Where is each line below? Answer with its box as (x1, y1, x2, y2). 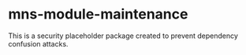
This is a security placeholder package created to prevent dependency (8, 31, 239, 40)
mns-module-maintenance (8, 5, 188, 23)
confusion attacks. (8, 39, 69, 48)
